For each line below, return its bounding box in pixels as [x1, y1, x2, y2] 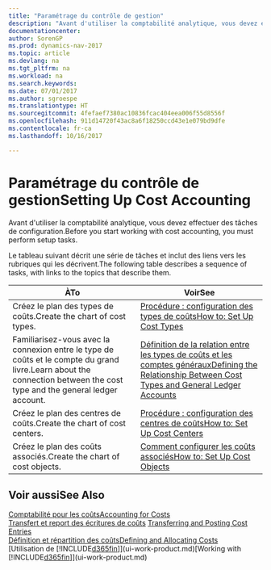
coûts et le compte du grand [12, 354, 119, 365]
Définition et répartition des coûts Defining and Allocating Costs [8, 535, 219, 545]
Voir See [184, 287, 215, 298]
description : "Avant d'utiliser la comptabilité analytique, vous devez [8, 19, 258, 27]
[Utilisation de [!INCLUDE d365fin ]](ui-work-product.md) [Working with [8, 544, 242, 554]
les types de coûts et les [140, 349, 232, 360]
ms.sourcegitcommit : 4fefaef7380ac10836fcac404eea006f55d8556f [8, 110, 226, 118]
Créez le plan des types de [12, 300, 115, 312]
